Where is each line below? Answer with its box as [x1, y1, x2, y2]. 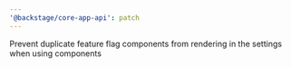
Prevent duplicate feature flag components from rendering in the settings [9, 38, 283, 49]
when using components [9, 47, 102, 59]
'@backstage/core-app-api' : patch [9, 13, 141, 23]
